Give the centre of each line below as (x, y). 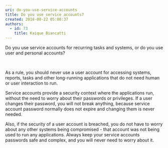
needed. (14, 114)
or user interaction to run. (32, 83)
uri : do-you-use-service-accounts (41, 10)
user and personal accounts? (35, 53)
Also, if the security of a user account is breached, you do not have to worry (84, 124)
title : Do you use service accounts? (45, 15)
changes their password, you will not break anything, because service (78, 103)
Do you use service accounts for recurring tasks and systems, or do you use (84, 48)
